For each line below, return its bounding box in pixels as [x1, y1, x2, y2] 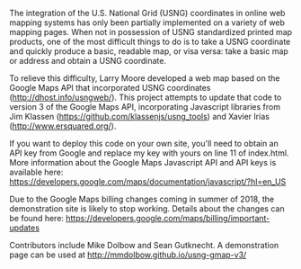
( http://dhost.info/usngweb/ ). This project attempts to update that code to [9, 92, 282, 103]
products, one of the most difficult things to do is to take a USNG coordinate [9, 36, 291, 47]
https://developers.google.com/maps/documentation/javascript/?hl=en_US [9, 176, 287, 187]
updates [9, 222, 40, 233]
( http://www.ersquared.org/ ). [9, 121, 117, 131]
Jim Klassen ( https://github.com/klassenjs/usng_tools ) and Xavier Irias [9, 112, 270, 121]
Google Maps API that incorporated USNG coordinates [9, 83, 211, 93]
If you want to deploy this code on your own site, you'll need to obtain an [9, 139, 279, 148]
